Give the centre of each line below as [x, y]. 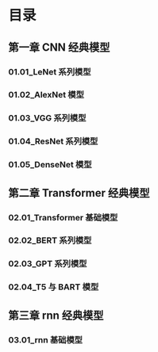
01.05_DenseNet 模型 [50, 165]
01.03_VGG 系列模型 [47, 118]
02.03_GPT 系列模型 [48, 264]
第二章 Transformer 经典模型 [79, 193]
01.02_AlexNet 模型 [46, 95]
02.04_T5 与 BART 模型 [54, 287]
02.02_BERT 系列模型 [50, 240]
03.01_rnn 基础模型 [46, 339]
